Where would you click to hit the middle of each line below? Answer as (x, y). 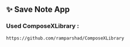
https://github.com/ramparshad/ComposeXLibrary (65, 38)
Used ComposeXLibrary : (43, 26)
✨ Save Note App (38, 10)
